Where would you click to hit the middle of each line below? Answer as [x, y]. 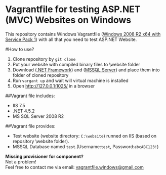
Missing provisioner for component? [44, 156]
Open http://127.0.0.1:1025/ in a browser [54, 86]
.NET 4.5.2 [24, 111]
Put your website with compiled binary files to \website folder [76, 64]
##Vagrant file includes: [30, 96]
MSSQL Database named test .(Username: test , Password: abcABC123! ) [86, 146]
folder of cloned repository [40, 75]
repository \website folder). [41, 141]
